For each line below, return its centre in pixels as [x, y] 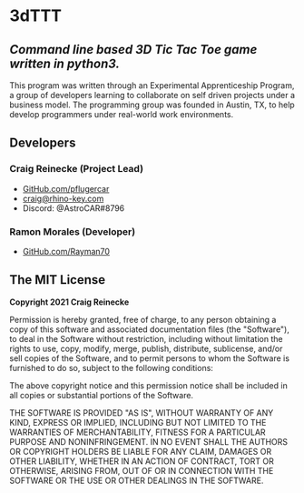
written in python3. [65, 63]
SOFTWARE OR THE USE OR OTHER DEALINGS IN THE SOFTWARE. [137, 480]
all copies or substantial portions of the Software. [101, 395]
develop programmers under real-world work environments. [122, 114]
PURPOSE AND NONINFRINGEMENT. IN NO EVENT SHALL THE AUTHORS [149, 441]
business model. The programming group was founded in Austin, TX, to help [152, 105]
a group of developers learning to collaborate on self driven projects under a [152, 95]
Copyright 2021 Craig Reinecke [69, 302]
